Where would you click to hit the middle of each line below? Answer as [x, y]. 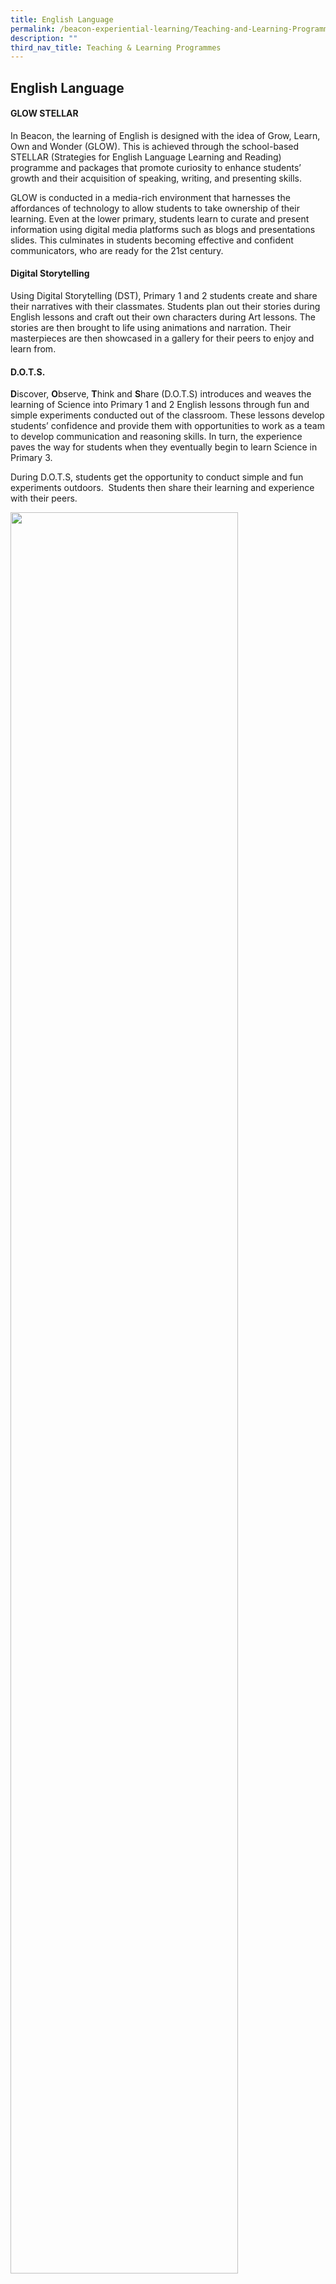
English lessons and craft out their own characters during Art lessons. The [163, 317]
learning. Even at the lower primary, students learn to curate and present [160, 218]
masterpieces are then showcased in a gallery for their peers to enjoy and [162, 338]
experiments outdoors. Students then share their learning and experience [162, 488]
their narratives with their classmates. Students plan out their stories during [165, 307]
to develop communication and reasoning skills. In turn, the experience [156, 437]
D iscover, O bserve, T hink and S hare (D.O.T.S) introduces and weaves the [161, 394]
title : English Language [62, 19]
